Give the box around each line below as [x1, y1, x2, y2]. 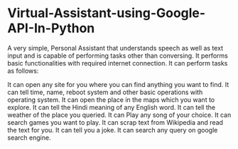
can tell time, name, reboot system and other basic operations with [7, 88, 203, 96]
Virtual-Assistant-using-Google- [7, 5, 206, 21]
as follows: [7, 66, 39, 75]
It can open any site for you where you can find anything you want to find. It [7, 80, 229, 88]
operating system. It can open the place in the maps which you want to [7, 95, 215, 104]
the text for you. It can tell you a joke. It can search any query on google [7, 125, 218, 134]
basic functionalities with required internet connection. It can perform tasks [7, 58, 228, 67]
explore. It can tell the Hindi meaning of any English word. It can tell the [7, 103, 215, 111]
